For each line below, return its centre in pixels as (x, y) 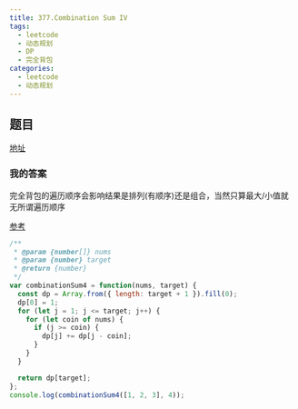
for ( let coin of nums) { (75, 319)
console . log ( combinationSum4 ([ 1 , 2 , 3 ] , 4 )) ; (97, 395)
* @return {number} (50, 269)
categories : (32, 69)
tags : (20, 26)
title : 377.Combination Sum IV (69, 18)
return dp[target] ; (55, 378)
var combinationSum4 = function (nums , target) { (103, 286)
